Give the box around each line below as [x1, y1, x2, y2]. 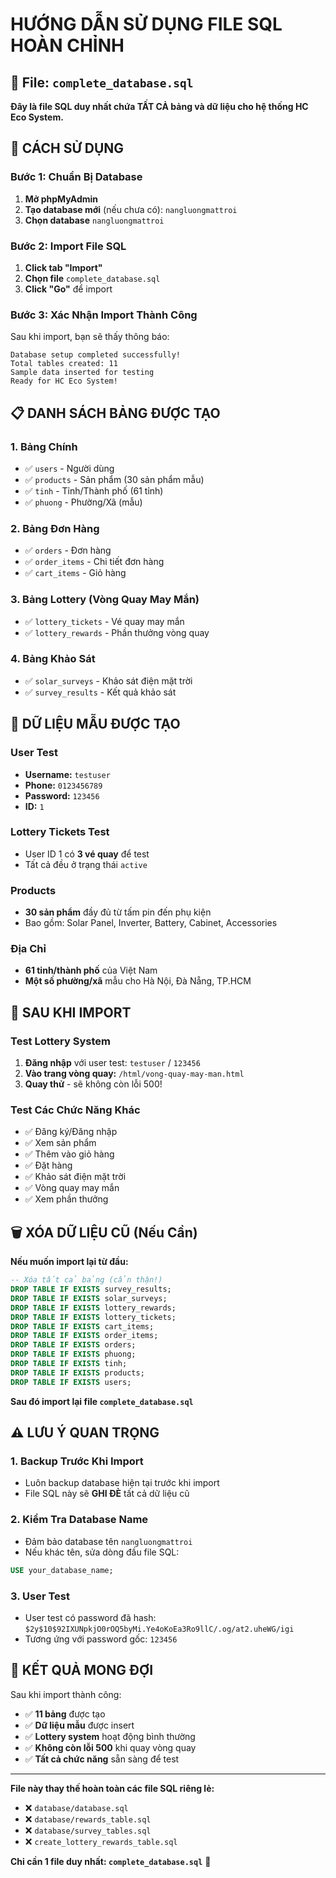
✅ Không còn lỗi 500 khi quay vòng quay [24, 1741, 197, 1753]
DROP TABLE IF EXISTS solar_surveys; [10, 1293, 168, 1303]
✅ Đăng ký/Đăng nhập [24, 1126, 118, 1138]
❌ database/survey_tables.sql [24, 1824, 152, 1836]
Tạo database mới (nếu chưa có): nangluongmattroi [24, 203, 238, 215]
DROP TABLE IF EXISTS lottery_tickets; [10, 1312, 177, 1322]
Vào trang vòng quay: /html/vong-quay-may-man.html [24, 1068, 245, 1080]
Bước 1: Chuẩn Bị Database [10, 170, 143, 184]
